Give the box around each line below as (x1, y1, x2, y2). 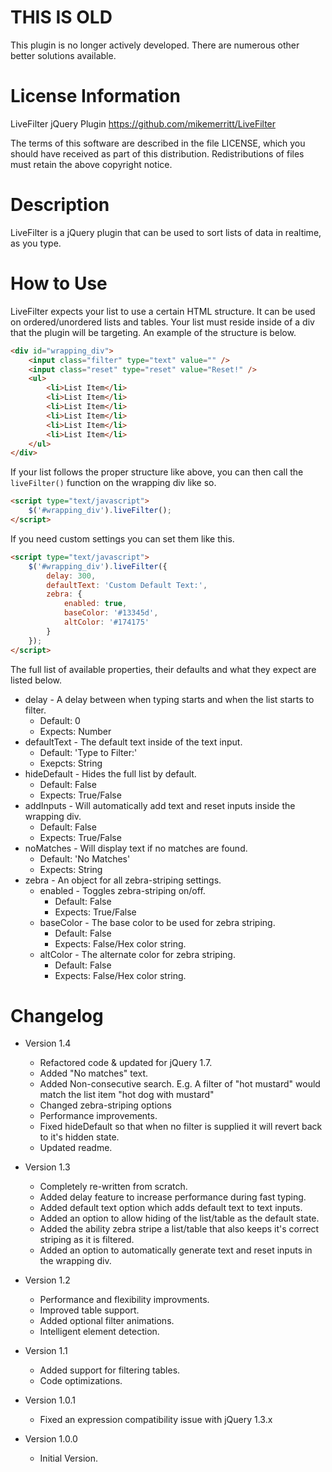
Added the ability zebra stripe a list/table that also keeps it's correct (39, 1223, 320, 1235)
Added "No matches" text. (39, 1067, 149, 1080)
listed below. (10, 674, 63, 686)
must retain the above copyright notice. (10, 158, 173, 170)
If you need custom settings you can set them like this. (10, 532, 235, 545)
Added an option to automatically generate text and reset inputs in (39, 1244, 313, 1256)
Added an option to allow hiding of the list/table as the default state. (39, 1212, 320, 1225)
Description (10, 194, 110, 216)
